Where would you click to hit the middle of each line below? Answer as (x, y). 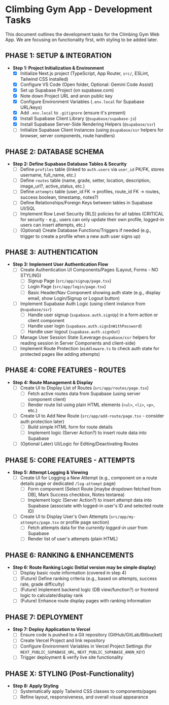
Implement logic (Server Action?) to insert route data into (87, 433)
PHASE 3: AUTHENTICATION (52, 252)
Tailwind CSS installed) (44, 79)
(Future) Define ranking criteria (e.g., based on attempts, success (89, 578)
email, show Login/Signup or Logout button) (74, 298)
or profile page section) (85, 523)
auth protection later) (42, 421)
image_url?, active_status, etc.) (53, 186)
